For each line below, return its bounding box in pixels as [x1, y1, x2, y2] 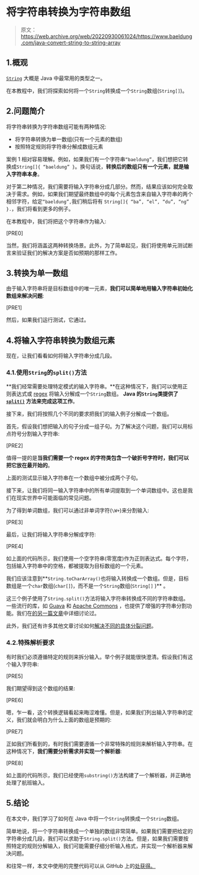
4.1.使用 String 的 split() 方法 [6, 368, 87, 377]
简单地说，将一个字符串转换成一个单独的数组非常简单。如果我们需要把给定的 [6, 827, 193, 835]
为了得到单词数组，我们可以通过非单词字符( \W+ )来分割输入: [6, 507, 149, 514]
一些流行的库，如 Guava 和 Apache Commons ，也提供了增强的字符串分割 [6, 602, 187, 610]
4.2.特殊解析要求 [6, 639, 54, 647]
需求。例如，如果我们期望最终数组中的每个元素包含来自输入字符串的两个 [16, 190, 193, 197]
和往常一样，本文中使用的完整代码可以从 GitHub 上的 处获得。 [6, 862, 156, 869]
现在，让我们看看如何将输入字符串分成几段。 [6, 352, 115, 359]
